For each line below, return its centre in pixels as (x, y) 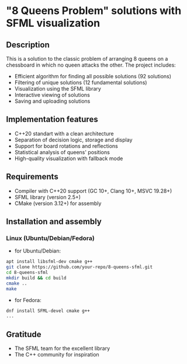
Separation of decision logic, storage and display (73, 140)
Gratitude (24, 334)
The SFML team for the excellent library (62, 348)
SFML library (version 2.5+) (47, 197)
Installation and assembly (54, 222)
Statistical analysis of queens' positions (62, 152)
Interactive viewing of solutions (52, 95)
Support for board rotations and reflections (66, 146)
